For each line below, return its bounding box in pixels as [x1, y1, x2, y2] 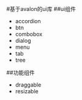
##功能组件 [6, 69, 35, 76]
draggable [15, 81, 42, 88]
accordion [15, 18, 41, 24]
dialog [15, 37, 31, 44]
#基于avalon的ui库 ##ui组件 [6, 5, 76, 12]
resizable [15, 88, 39, 95]
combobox [15, 30, 43, 38]
